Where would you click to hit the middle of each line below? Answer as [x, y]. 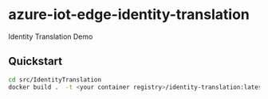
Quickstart [35, 61]
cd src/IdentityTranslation [55, 80]
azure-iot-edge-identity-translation [129, 15]
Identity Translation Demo [51, 36]
